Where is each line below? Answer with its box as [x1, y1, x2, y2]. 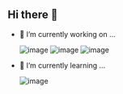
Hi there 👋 [7, 8, 58, 22]
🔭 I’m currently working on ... [19, 29, 116, 39]
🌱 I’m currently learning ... [19, 60, 106, 70]
